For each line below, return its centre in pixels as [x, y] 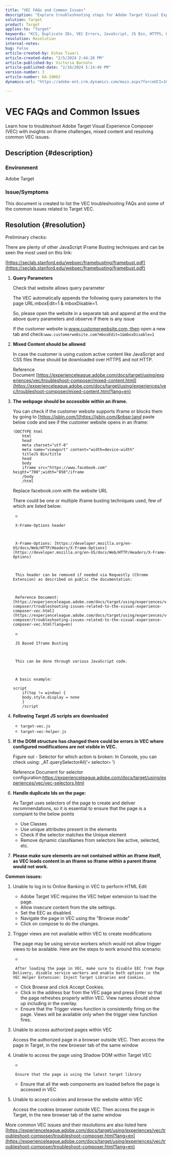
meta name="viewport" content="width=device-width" [78, 450]
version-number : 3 [25, 72]
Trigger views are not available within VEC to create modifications [82, 934]
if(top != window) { [44, 693]
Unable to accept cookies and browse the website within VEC [78, 1099]
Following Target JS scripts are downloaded [60, 716]
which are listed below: [37, 506]
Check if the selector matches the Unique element [73, 835]
